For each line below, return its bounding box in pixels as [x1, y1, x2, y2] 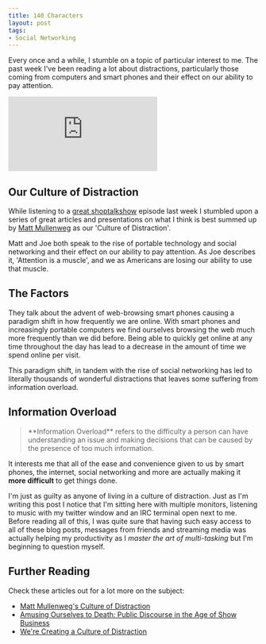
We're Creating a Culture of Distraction [19, 627, 148, 636]
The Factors [8, 287, 69, 300]
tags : [8, 26, 26, 34]
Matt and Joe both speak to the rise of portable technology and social [8, 239, 237, 249]
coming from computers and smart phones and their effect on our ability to [8, 72, 253, 82]
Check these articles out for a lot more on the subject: [8, 585, 185, 596]
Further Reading [8, 565, 91, 578]
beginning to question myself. [8, 542, 106, 551]
